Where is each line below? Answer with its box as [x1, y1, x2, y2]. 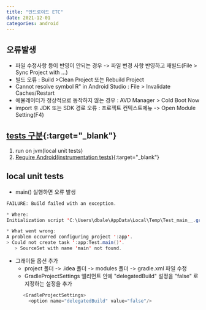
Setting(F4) [15, 111, 44, 119]
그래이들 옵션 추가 [15, 257, 58, 264]
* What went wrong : [6, 228, 56, 234]
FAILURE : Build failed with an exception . [6, 200, 116, 207]
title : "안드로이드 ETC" [6, 9, 63, 15]
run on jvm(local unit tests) [15, 147, 83, 154]
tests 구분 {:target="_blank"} [6, 130, 117, 141]
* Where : [6, 212, 29, 218]
